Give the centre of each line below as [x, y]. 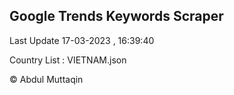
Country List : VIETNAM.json [68, 60]
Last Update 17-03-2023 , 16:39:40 [82, 40]
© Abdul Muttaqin [46, 79]
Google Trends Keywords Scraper [116, 16]
